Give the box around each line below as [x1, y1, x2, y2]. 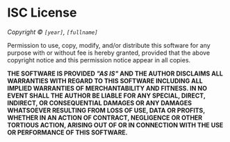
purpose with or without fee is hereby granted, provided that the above [7, 48, 211, 57]
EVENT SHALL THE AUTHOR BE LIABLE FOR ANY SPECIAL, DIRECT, [7, 91, 206, 100]
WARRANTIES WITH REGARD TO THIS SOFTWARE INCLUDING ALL [7, 76, 203, 85]
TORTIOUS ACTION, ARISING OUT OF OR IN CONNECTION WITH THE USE [7, 121, 224, 129]
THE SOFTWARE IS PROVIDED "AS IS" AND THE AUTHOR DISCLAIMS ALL [7, 69, 224, 78]
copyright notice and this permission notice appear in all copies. [7, 55, 191, 64]
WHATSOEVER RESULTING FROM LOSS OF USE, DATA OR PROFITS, [7, 106, 205, 114]
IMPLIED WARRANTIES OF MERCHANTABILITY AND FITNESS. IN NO [7, 84, 207, 92]
